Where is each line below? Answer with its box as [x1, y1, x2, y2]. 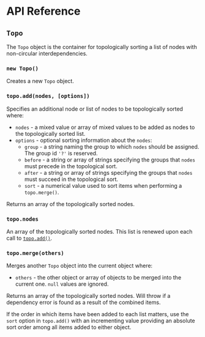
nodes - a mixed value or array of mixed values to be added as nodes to [15, 124, 195, 131]
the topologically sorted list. [15, 130, 86, 137]
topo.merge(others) [6, 250, 64, 256]
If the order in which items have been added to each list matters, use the [6, 311, 189, 318]
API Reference [6, 4, 81, 18]
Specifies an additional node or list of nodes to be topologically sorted [6, 105, 184, 113]
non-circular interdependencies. [6, 50, 88, 57]
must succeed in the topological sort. [24, 176, 118, 183]
